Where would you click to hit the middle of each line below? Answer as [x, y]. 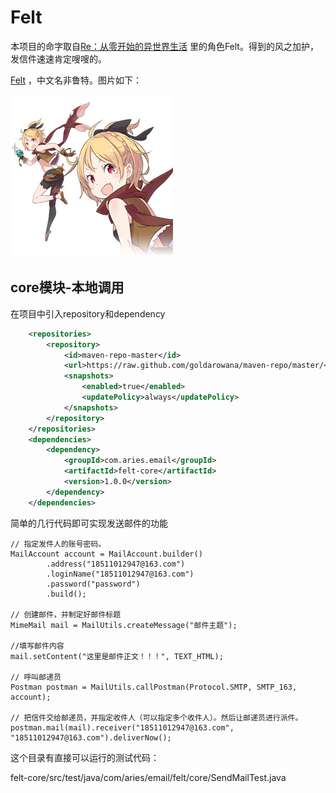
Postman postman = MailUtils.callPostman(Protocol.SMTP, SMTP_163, [154, 687]
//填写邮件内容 [37, 646]
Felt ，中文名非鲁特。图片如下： [76, 80]
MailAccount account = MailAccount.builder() [106, 554]
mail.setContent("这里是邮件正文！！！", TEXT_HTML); [117, 656]
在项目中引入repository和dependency [88, 313]
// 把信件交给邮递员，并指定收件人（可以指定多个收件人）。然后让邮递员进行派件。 [156, 717]
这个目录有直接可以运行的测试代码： [85, 757]
